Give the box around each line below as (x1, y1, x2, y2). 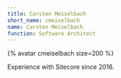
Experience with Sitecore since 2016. (7, 63, 115, 71)
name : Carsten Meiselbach (7, 23, 83, 30)
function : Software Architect (7, 30, 96, 37)
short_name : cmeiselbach (7, 17, 80, 24)
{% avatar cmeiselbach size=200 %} (7, 49, 114, 58)
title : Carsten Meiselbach (7, 10, 87, 18)
